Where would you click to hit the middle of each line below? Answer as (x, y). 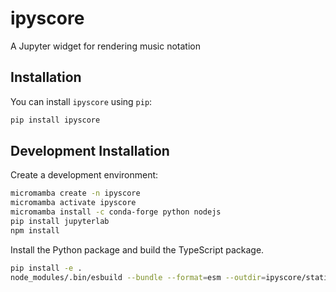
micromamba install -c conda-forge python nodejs (116, 212)
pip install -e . (46, 268)
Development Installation (90, 151)
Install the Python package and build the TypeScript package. (137, 249)
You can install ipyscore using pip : (81, 101)
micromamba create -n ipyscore (75, 193)
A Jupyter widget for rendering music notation (105, 46)
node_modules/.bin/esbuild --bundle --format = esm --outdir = (138, 277)
